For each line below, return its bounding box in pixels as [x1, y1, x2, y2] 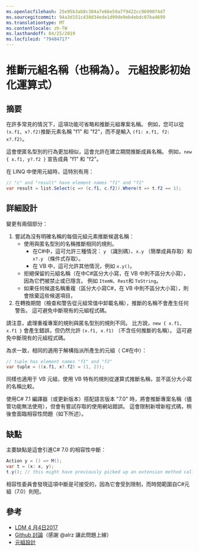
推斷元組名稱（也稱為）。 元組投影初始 [6, 63, 191, 77]
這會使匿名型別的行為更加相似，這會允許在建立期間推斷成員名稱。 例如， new [6, 148, 192, 155]
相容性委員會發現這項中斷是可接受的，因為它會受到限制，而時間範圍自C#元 [6, 480, 190, 488]
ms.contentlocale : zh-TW [6, 25, 68, 31]
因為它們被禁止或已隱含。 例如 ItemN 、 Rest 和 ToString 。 [23, 277, 162, 284]
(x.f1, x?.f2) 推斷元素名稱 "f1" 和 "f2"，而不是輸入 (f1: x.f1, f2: [6, 128, 170, 135]
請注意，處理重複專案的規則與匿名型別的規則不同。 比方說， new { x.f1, [6, 319, 182, 326]
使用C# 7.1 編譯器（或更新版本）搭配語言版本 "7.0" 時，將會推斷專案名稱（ [6, 395, 187, 403]
